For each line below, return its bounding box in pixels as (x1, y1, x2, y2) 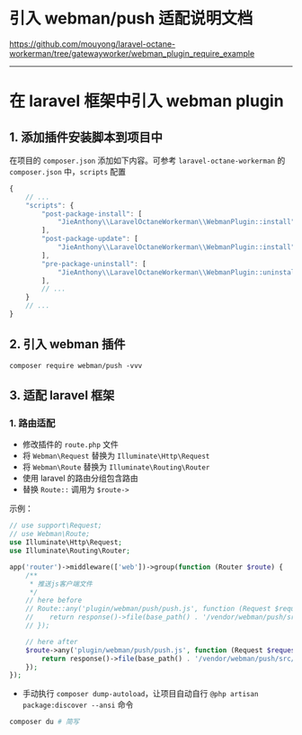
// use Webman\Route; (9, 530, 91, 539)
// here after (25, 637, 78, 646)
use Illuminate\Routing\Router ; (9, 546, 130, 556)
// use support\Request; (9, 521, 102, 531)
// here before (25, 596, 83, 605)
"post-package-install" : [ (41, 209, 143, 219)
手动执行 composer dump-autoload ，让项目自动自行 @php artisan (22, 688, 259, 699)
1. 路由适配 (9, 417, 56, 430)
